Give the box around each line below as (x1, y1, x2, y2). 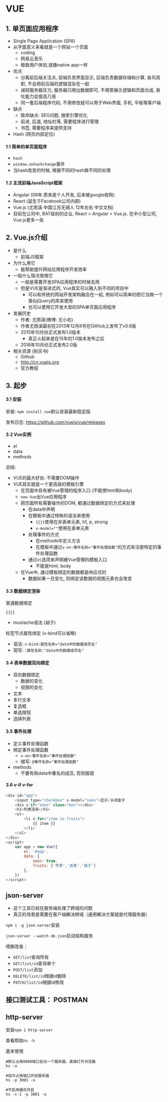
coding (20, 50, 35, 55)
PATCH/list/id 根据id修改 (13, 979, 64, 985)
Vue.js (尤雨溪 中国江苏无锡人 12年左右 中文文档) (13, 204, 114, 210)
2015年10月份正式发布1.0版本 (20, 329, 81, 335)
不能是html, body (35, 563, 71, 569)
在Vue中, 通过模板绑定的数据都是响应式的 (20, 569, 107, 575)
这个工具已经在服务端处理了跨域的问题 (13, 905, 93, 911)
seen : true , (32, 858, 58, 863)
